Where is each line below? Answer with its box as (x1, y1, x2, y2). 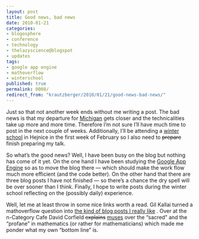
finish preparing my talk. (6, 139, 66, 147)
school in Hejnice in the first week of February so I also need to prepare (6, 134, 182, 141)
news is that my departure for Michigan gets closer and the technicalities (6, 114, 185, 122)
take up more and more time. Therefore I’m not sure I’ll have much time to (6, 120, 186, 128)
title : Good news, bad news (6, 14, 76, 20)
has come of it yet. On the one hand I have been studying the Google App (6, 157, 186, 164)
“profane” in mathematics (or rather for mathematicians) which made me (6, 220, 184, 227)
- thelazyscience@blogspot (6, 48, 73, 54)
